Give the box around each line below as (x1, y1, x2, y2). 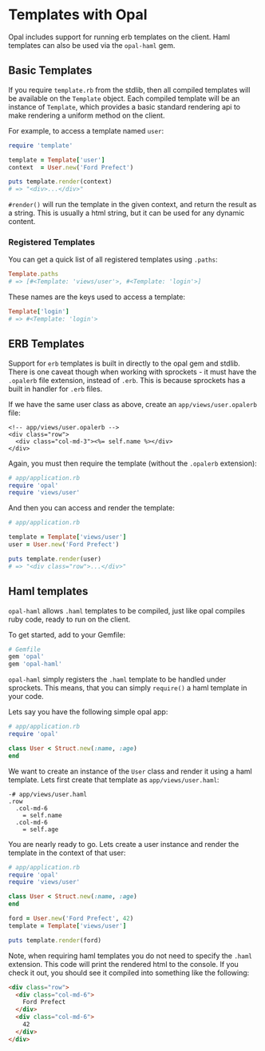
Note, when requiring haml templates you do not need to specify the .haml (8, 950, 253, 961)
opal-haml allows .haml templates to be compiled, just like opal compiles (8, 605, 246, 615)
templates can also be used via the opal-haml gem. (8, 40, 176, 50)
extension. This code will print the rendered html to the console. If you (8, 959, 239, 969)
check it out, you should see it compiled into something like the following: (8, 968, 250, 977)
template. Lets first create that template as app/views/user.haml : (8, 774, 220, 785)
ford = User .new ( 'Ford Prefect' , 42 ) (8, 914, 134, 923)
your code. (8, 692, 44, 701)
